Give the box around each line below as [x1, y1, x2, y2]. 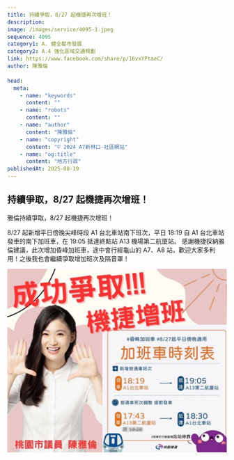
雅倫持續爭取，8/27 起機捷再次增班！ [7, 213, 114, 222]
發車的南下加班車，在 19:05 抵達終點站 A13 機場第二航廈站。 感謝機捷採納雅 [7, 237, 225, 245]
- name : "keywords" [19, 92, 77, 99]
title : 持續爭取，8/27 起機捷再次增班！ [7, 11, 113, 18]
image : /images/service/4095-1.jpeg [7, 26, 114, 33]
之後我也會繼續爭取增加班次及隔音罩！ [19, 254, 130, 262]
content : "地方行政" [25, 158, 81, 165]
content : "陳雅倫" [25, 129, 77, 136]
